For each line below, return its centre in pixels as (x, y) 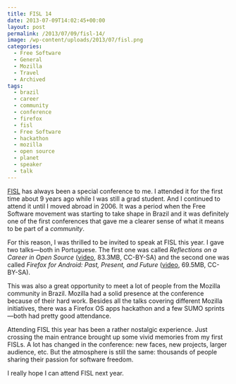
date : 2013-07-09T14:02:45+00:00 (56, 20)
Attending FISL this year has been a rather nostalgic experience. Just (107, 329)
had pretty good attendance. (69, 316)
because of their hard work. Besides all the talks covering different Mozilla (115, 301)
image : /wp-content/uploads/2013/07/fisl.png (75, 40)
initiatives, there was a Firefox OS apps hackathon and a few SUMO (105, 308)
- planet (26, 158)
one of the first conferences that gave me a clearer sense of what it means (116, 221)
